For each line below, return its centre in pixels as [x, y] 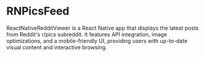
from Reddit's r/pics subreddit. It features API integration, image [87, 34]
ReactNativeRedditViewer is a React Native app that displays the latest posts [102, 28]
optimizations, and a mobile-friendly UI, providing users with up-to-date [97, 41]
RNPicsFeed [38, 11]
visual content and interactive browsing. [57, 47]
